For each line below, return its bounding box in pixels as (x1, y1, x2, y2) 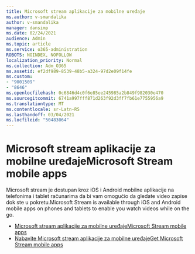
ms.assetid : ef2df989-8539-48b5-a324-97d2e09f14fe (6, 68, 132, 74)
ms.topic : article (6, 41, 51, 47)
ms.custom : (6, 74, 33, 79)
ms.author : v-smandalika (6, 14, 67, 20)
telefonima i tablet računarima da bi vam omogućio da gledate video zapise (6, 193, 187, 200)
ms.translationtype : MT (6, 100, 64, 107)
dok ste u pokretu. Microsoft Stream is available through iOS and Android (6, 199, 181, 206)
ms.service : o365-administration (6, 47, 88, 53)
